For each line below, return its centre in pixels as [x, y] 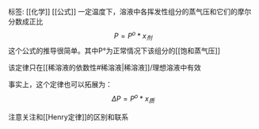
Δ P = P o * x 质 [133, 99]
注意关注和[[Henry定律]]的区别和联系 [69, 116]
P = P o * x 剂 [133, 36]
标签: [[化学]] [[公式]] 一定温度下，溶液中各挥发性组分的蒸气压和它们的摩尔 [130, 11]
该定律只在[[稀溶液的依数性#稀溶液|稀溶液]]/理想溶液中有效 [105, 68]
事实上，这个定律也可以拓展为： [60, 85]
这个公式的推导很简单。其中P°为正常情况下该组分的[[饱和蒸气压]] [114, 51]
